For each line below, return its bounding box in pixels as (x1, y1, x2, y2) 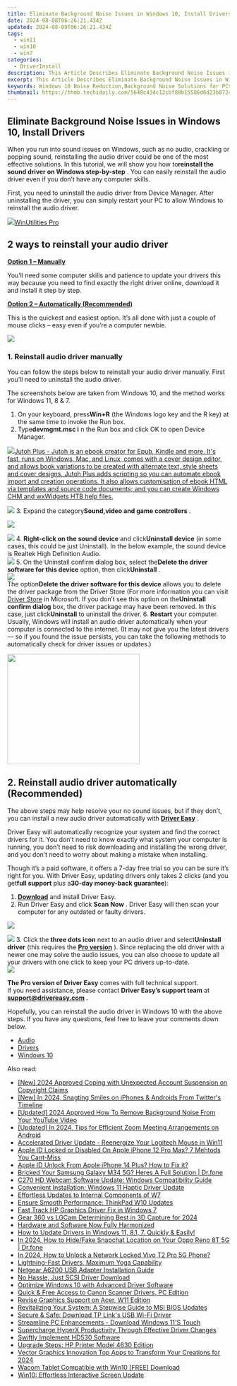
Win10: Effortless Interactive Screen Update (17, 1370, 145, 1379)
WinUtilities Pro (14, 218, 59, 227)
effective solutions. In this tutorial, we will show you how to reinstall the (7, 159, 214, 168)
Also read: (7, 1064, 37, 1073)
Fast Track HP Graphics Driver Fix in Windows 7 (17, 1205, 157, 1214)
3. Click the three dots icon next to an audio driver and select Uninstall (16, 935, 221, 944)
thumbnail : (7, 89, 39, 96)
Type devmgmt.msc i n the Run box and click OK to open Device (17, 425, 205, 434)
